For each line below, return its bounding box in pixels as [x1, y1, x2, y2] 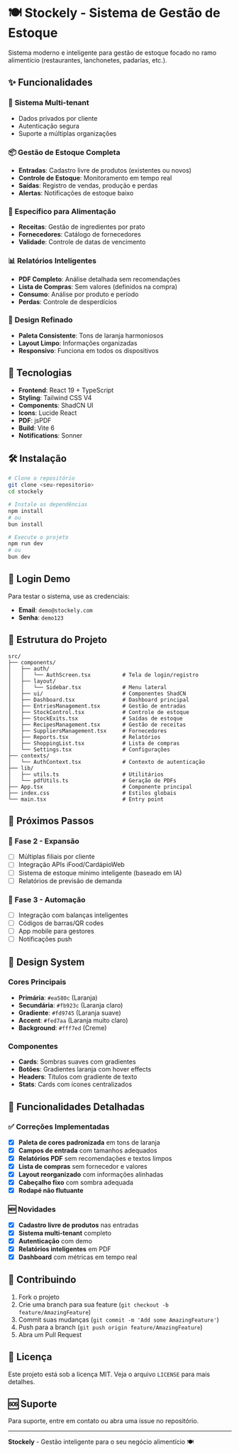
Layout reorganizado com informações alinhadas [18, 1170, 164, 1179]
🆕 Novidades [8, 1204, 56, 1214]
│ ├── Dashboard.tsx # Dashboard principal [8, 696, 190, 703]
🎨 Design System [8, 956, 85, 968]
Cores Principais [8, 977, 67, 987]
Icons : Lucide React [18, 409, 77, 417]
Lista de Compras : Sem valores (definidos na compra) [18, 282, 178, 291]
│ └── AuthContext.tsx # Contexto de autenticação [8, 758, 205, 765]
